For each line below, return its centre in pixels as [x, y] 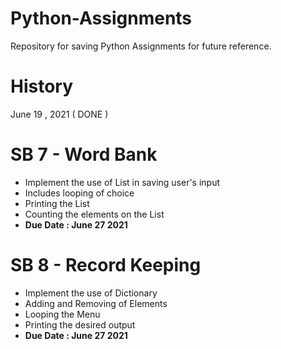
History [42, 86]
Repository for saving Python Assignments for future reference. [141, 46]
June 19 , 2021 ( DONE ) [59, 114]
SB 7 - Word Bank [84, 154]
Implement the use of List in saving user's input [122, 182]
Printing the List [57, 203]
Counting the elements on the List [94, 214]
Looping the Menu [62, 314]
